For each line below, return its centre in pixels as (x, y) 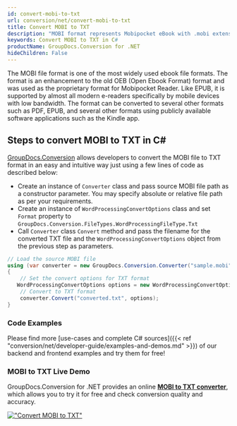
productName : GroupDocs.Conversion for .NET (74, 47)
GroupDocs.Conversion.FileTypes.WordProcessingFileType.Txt (108, 224)
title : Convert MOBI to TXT (49, 27)
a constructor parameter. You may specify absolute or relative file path (120, 193)
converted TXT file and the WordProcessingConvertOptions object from (119, 238)
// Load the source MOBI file (52, 259)
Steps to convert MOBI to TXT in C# (87, 141)
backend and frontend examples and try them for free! (86, 353)
